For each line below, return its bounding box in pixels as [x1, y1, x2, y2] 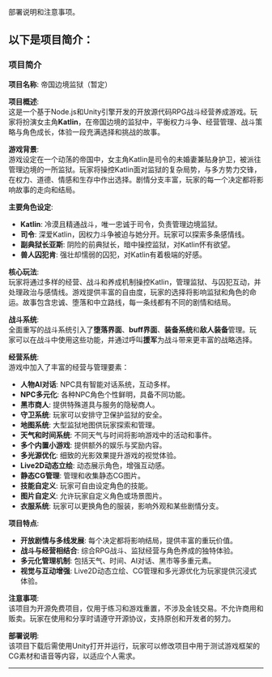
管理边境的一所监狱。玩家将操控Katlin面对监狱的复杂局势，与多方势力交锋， [8, 165, 261, 174]
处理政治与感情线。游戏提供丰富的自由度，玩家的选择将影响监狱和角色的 [8, 287, 249, 297]
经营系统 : [8, 352, 40, 362]
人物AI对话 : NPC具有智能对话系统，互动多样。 [19, 379, 175, 389]
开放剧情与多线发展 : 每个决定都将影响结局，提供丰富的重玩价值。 [19, 535, 237, 545]
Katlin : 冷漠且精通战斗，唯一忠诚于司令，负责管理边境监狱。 [19, 219, 223, 229]
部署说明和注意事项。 [8, 7, 79, 16]
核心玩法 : [8, 267, 40, 276]
